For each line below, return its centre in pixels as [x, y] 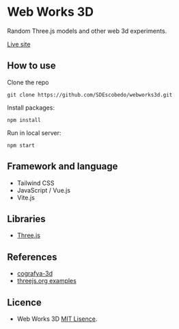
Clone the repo [28, 82]
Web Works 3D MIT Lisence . [57, 319]
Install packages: [31, 108]
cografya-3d [35, 273]
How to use [31, 66]
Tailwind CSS [36, 183]
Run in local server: [34, 133]
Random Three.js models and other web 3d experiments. [87, 31]
